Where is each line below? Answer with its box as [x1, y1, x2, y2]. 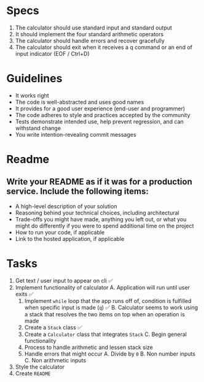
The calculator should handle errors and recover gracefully [15, 37, 165, 44]
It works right [15, 91, 49, 99]
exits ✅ [15, 290, 34, 297]
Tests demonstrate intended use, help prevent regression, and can [15, 118, 184, 125]
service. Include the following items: [6, 186, 149, 197]
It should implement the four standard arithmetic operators [15, 30, 164, 37]
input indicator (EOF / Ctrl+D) [15, 50, 90, 57]
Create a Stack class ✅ [24, 323, 82, 331]
